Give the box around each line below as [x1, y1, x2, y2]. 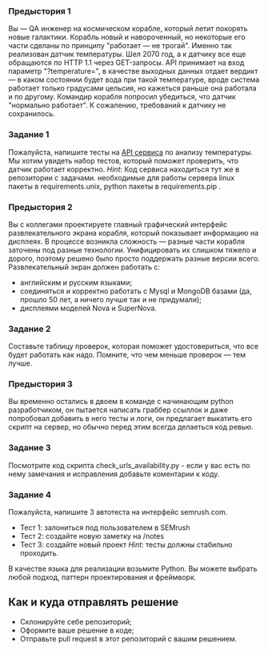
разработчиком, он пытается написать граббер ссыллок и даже [8, 405, 229, 414]
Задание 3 [8, 443, 51, 454]
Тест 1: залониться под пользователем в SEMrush [19, 523, 190, 532]
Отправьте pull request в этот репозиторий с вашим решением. [19, 633, 238, 643]
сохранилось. [8, 109, 56, 119]
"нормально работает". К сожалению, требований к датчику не [8, 100, 226, 110]
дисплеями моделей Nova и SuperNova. [19, 303, 158, 313]
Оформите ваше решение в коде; [19, 625, 134, 635]
